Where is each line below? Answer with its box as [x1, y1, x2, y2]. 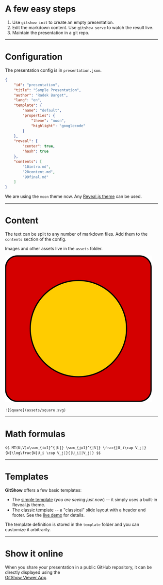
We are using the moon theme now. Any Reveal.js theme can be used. [5, 194, 142, 199]
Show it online [5, 548, 64, 559]
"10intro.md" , [22, 164, 51, 169]
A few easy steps [5, 3, 76, 15]
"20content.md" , [22, 169, 55, 174]
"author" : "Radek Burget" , [14, 93, 68, 97]
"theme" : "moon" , [31, 118, 66, 123]
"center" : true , [22, 144, 55, 149]
